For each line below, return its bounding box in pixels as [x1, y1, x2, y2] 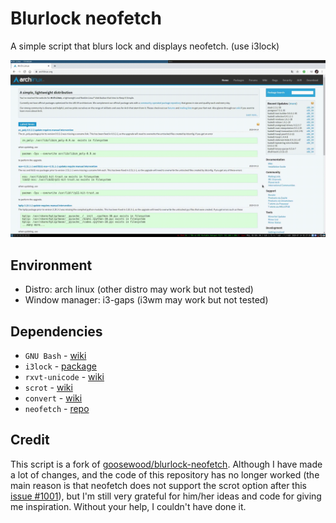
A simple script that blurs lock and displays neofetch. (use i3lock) [10, 40, 280, 52]
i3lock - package [24, 360, 97, 372]
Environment [10, 257, 93, 274]
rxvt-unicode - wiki [24, 371, 105, 383]
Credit [10, 432, 50, 449]
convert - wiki [24, 392, 83, 404]
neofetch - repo [24, 403, 90, 415]
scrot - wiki [24, 382, 73, 394]
